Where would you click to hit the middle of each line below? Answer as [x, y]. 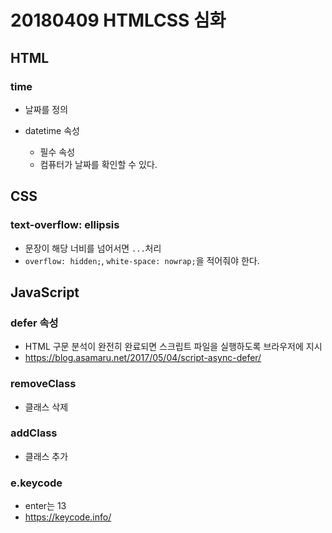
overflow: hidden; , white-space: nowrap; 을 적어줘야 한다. [142, 260]
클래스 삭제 [46, 407]
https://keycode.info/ [68, 517]
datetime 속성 [52, 130]
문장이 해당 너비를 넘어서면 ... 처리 [93, 248]
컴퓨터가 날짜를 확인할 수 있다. [98, 164]
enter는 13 [45, 506]
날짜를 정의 [46, 109]
